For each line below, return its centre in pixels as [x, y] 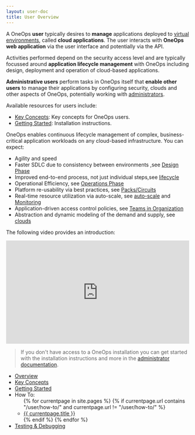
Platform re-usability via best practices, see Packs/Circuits [85, 189]
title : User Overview [32, 17]
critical [14, 140]
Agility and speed [36, 158]
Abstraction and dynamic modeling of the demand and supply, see [95, 215]
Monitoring [28, 202]
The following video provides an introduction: [61, 232]
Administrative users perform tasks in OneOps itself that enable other [92, 81]
